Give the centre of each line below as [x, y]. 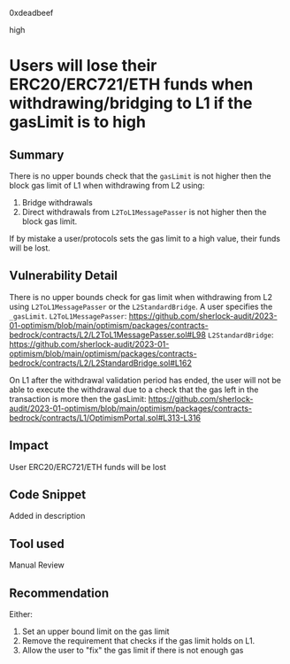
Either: [21, 614]
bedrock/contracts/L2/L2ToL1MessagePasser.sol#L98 [107, 335]
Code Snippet [48, 495]
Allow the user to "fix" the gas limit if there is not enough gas [133, 651]
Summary [37, 154]
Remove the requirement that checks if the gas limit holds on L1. [138, 641]
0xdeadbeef [31, 13]
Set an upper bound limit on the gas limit [95, 631]
